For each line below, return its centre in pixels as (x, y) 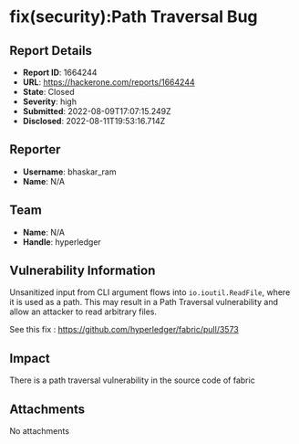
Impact (30, 358)
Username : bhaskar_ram (69, 172)
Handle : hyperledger (62, 242)
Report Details (51, 51)
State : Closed (48, 92)
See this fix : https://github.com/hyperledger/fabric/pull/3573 (124, 330)
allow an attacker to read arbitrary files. (83, 312)
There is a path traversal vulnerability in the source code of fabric (132, 380)
